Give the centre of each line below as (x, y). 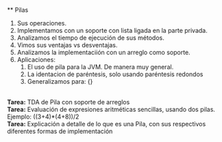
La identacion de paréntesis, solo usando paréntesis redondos (115, 74)
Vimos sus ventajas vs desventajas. (67, 45)
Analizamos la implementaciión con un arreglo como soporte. (103, 52)
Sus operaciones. (42, 23)
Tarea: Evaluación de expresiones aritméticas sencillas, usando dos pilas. (111, 109)
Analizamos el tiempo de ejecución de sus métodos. (90, 38)
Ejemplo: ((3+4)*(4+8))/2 (43, 117)
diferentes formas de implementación (60, 131)
